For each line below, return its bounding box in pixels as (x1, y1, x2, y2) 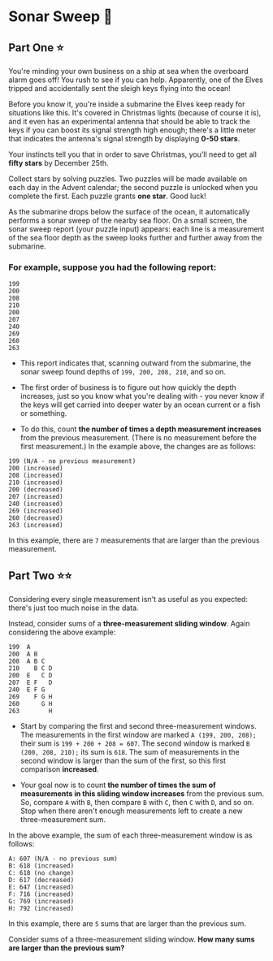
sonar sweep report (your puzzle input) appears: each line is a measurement (8, 224, 265, 234)
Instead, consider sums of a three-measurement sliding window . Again (8, 619, 250, 629)
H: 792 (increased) (8, 905, 75, 913)
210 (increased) (8, 478, 63, 487)
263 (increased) (8, 522, 63, 530)
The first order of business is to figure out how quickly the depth (19, 383, 237, 392)
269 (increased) (8, 507, 63, 515)
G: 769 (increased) (8, 898, 75, 906)
